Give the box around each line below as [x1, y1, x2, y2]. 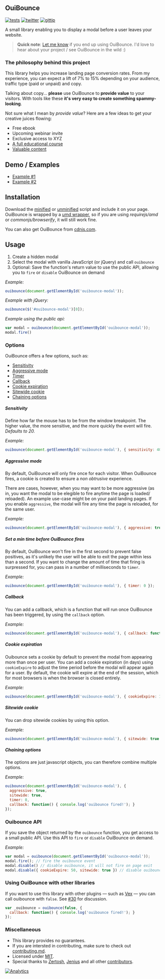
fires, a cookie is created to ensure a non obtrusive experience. [5, 476, 133, 482]
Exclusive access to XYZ [12, 136, 62, 142]
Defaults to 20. [5, 428, 35, 434]
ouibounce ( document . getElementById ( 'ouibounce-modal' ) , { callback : [5, 630, 148, 636]
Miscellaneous [5, 926, 41, 933]
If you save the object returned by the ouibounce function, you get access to [5, 829, 159, 835]
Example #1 [12, 173, 36, 179]
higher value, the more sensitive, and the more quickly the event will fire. [5, 423, 152, 429]
